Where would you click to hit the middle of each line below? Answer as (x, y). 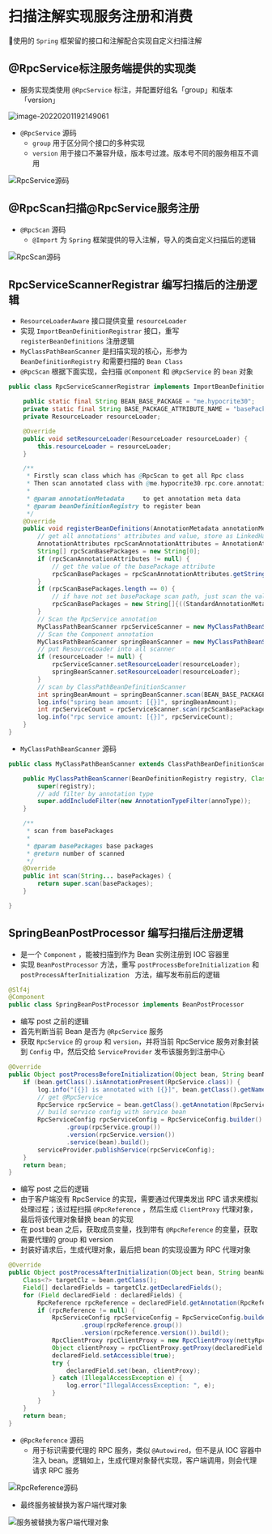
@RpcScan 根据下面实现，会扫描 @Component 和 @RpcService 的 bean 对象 (136, 372)
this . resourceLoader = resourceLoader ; (105, 447)
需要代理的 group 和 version (66, 1240)
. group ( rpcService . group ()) (113, 1127)
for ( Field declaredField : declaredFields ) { (103, 1295)
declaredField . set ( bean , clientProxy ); (133, 1370)
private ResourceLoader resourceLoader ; (92, 417)
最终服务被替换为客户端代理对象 (73, 1505)
